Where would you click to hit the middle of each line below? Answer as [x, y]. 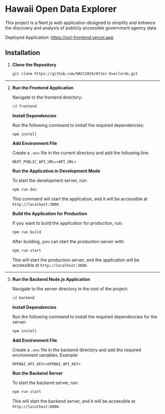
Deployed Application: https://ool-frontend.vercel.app [59, 37]
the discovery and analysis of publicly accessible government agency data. [81, 28]
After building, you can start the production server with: [68, 242]
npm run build [27, 232]
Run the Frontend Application [43, 87]
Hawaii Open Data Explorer [61, 9]
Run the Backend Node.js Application [51, 279]
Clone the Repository [34, 64]
